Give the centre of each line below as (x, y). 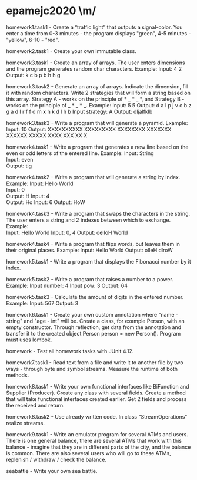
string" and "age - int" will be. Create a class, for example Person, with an (96, 321)
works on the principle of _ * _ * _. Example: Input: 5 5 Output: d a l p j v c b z (99, 105)
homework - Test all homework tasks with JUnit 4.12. (70, 351)
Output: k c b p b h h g (33, 75)
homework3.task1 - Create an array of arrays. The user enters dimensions (96, 63)
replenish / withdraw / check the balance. (56, 459)
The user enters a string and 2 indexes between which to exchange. (89, 220)
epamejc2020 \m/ (51, 11)
